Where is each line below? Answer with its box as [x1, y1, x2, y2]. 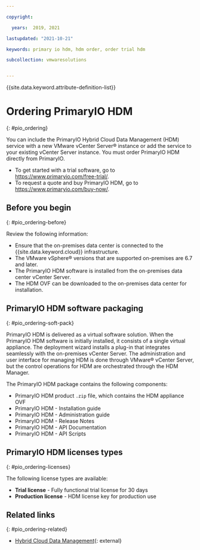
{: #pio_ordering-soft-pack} [6, 319, 75, 326]
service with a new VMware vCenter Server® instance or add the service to [6, 143, 192, 150]
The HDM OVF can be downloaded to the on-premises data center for [14, 280, 187, 287]
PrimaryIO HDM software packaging [6, 304, 143, 314]
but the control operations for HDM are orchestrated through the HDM [6, 362, 179, 370]
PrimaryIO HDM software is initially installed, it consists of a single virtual [6, 337, 186, 344]
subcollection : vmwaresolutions [6, 57, 87, 63]
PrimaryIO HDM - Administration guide [14, 411, 110, 418]
